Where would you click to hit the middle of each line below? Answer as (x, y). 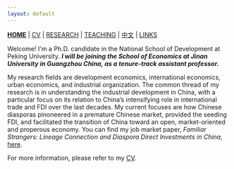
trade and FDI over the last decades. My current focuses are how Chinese (115, 107)
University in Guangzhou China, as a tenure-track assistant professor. (113, 63)
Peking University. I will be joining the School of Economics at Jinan (107, 56)
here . (15, 144)
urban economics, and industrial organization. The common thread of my (113, 84)
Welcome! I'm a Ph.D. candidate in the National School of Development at (114, 48)
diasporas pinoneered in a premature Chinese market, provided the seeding (117, 114)
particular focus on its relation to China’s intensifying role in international (112, 100)
